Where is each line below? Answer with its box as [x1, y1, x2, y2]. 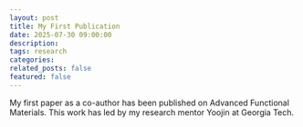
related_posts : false [9, 64, 92, 73]
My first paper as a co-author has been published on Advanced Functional [9, 97, 290, 108]
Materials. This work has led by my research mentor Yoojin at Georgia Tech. [9, 106, 295, 118]
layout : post [9, 13, 59, 23]
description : [9, 38, 59, 48]
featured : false [9, 73, 71, 82]
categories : [9, 55, 55, 64]
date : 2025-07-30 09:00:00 [9, 30, 112, 39]
